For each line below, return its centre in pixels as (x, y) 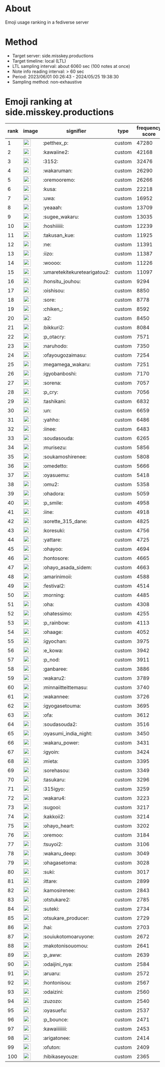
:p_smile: (53, 502)
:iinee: (50, 429)
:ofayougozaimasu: (65, 355)
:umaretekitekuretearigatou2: (76, 272)
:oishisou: (54, 290)
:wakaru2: (54, 678)
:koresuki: (54, 531)
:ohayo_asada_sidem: (67, 567)
